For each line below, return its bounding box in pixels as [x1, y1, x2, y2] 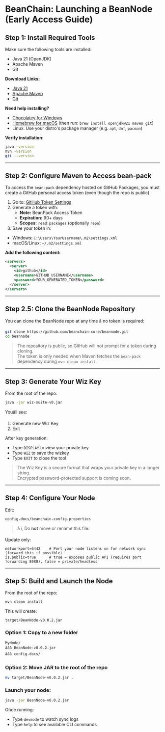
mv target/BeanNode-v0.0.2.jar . [5, 675, 74, 680]
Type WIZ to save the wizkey [12, 450, 70, 456]
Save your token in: [12, 225, 52, 231]
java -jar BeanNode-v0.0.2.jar [5, 698, 69, 703]
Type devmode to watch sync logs [12, 716, 79, 722]
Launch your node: [5, 686, 51, 693]
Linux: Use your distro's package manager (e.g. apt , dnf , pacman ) [12, 125, 143, 131]
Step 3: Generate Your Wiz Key [5, 377, 102, 386]
